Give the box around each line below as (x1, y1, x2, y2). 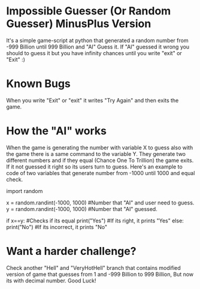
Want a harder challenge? (6, 245, 137, 258)
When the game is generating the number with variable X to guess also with (6, 144, 193, 151)
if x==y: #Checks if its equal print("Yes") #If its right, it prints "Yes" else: (6, 217, 184, 224)
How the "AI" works (6, 124, 107, 138)
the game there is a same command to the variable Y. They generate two (6, 150, 186, 157)
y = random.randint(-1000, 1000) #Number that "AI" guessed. (6, 205, 157, 212)
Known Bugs (6, 77, 71, 91)
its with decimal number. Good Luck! (6, 277, 96, 284)
